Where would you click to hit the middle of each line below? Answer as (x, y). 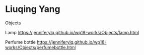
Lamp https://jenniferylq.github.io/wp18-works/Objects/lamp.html (72, 32)
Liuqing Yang (33, 9)
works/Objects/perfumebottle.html (40, 47)
